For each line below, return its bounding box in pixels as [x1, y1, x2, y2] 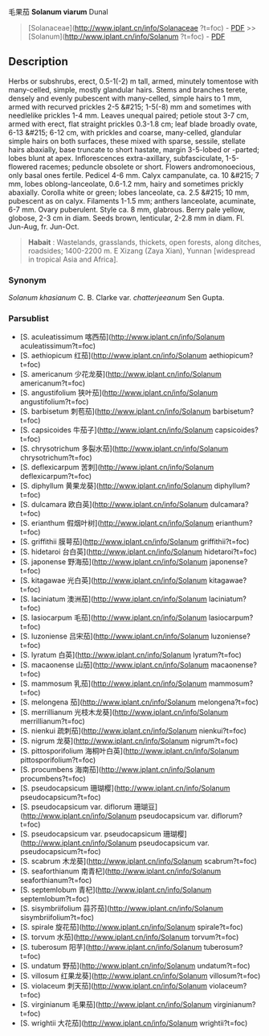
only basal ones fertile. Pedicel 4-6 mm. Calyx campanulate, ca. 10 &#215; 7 [8, 170, 259, 180]
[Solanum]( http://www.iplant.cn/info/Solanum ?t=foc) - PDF [27, 31, 226, 41]
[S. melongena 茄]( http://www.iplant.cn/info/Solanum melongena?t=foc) [19, 697, 259, 707]
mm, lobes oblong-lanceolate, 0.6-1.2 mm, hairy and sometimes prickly [8, 179, 244, 188]
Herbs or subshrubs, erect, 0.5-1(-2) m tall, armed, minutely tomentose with [8, 76, 259, 86]
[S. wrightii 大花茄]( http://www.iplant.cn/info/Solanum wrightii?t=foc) [19, 1018, 248, 1028]
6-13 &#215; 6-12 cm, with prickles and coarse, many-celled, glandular [8, 127, 242, 137]
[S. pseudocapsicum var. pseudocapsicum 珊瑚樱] [19, 829, 187, 839]
